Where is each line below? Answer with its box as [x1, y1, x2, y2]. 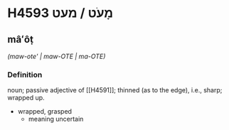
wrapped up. [7, 94, 45, 102]
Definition [7, 70, 43, 80]
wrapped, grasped [17, 107, 73, 116]
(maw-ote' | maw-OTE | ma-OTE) [7, 52, 106, 60]
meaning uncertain [28, 115, 84, 124]
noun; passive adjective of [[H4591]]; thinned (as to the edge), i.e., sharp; [7, 86, 223, 94]
